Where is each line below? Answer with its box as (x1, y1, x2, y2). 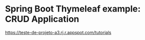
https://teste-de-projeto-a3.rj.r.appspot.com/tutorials (5, 29, 111, 35)
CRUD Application (5, 13, 79, 25)
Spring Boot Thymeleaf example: (5, 3, 141, 14)
